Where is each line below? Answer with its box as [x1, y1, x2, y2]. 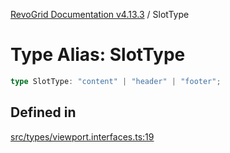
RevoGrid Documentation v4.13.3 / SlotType [10, 9, 190, 20]
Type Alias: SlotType [10, 44, 186, 66]
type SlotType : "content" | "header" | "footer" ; [10, 76, 222, 86]
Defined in [10, 104, 77, 121]
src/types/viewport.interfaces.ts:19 [10, 130, 155, 143]
